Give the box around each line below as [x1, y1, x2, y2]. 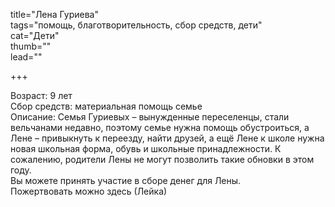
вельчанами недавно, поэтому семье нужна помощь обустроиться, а [10, 122, 310, 133]
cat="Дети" [10, 30, 60, 41]
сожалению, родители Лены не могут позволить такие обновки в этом [10, 154, 315, 165]
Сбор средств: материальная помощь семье [10, 100, 203, 112]
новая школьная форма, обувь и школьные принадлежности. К [10, 143, 282, 154]
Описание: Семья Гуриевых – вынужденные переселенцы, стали [10, 111, 290, 123]
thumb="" [10, 40, 52, 52]
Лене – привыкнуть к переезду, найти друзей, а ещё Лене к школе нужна [10, 132, 325, 144]
